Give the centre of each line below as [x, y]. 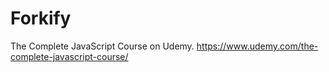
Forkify [41, 18]
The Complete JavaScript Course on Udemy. [102, 46]
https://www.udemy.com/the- [257, 46]
